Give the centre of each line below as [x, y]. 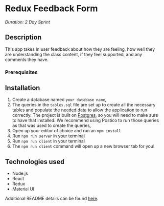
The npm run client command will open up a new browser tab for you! [83, 146]
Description [23, 37]
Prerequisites [21, 72]
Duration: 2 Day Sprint [28, 22]
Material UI [23, 189]
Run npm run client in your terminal [48, 141]
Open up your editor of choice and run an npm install [67, 131]
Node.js [20, 173]
